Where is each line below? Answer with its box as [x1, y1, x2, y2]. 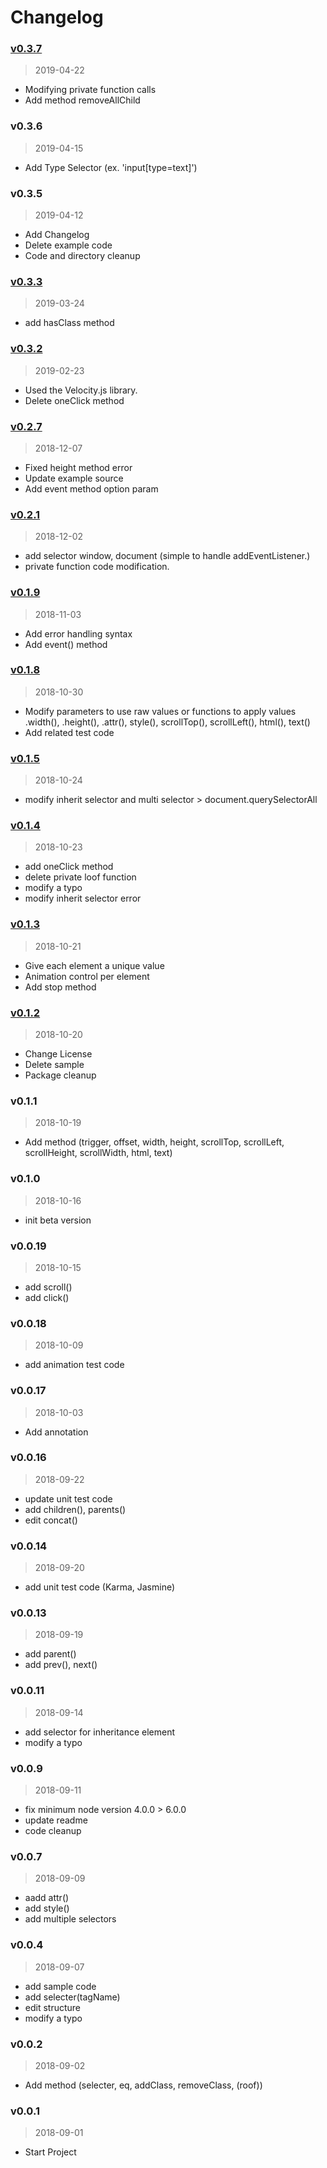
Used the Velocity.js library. [24, 384, 138, 396]
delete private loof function [24, 871, 137, 883]
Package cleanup [24, 1069, 97, 1081]
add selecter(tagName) [24, 1991, 121, 2003]
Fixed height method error [24, 461, 133, 473]
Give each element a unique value [24, 959, 165, 971]
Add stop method [24, 981, 97, 993]
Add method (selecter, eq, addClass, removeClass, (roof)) [24, 2079, 263, 2091]
